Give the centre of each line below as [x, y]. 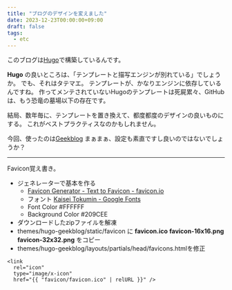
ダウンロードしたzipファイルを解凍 [67, 223]
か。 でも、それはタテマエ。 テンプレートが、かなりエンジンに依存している [115, 83]
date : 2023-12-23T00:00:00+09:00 [55, 20]
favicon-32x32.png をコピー [59, 240]
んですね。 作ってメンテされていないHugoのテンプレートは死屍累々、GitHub [116, 92]
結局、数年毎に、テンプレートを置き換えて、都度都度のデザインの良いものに [116, 116]
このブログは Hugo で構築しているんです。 [66, 60]
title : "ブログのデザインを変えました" [57, 13]
